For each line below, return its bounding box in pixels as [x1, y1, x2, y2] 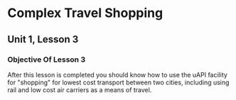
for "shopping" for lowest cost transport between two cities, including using [7, 78, 230, 87]
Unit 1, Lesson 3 [7, 33, 79, 45]
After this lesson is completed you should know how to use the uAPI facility [7, 70, 227, 79]
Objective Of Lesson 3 [7, 55, 86, 65]
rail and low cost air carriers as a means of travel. [7, 85, 152, 94]
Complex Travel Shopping [7, 5, 163, 21]
